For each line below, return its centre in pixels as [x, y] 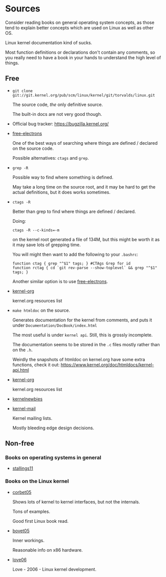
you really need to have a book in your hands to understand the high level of [83, 57]
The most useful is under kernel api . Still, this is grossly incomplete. [83, 335]
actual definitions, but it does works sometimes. [61, 192]
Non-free [20, 443]
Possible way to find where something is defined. [63, 177]
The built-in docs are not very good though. [57, 114]
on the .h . [22, 350]
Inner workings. [28, 540]
